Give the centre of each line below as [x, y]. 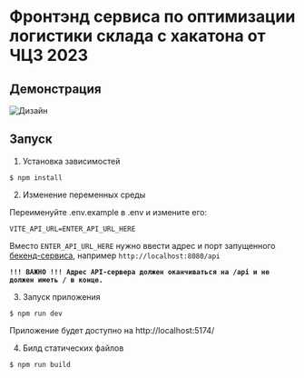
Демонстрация [55, 89]
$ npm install [36, 178]
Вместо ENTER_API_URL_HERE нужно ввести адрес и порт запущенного [142, 245]
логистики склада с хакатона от [137, 36]
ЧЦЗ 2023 [49, 55]
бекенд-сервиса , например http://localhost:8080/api [115, 255]
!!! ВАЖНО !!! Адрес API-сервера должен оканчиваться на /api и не [140, 272]
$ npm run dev [36, 313]
